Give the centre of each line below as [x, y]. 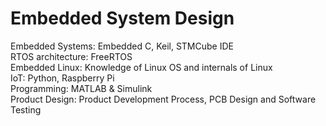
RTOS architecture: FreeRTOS [71, 56]
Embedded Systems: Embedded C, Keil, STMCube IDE [122, 46]
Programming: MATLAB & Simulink [81, 88]
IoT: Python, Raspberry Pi [62, 78]
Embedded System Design [122, 18]
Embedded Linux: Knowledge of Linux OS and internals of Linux [141, 67]
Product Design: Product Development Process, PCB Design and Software [163, 99]
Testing [26, 109]
